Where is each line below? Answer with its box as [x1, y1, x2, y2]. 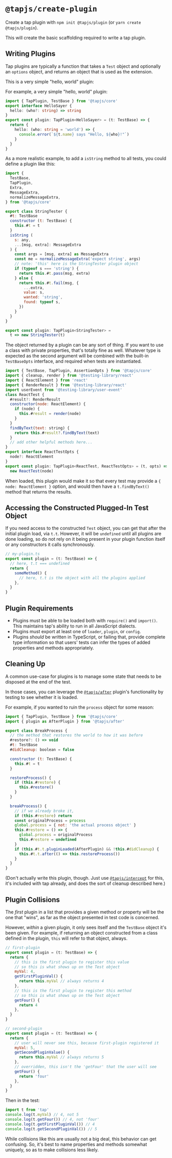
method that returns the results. [5, 488, 72, 495]
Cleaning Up [5, 659, 46, 669]
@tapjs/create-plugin [5, 4, 97, 14]
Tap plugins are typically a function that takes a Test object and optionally [5, 63, 161, 69]
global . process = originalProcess [18, 832, 93, 838]
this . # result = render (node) [18, 411, 81, 416]
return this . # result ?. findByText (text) [14, 430, 100, 435]
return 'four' [18, 1074, 50, 1079]
